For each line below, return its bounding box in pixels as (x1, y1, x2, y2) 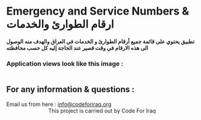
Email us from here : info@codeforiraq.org (6, 101, 112, 108)
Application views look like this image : (6, 59, 123, 68)
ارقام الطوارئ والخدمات (6, 17, 114, 31)
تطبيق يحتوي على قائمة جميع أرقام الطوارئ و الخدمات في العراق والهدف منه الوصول (6, 38, 195, 45)
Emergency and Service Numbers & (6, 4, 189, 18)
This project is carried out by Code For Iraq (48, 107, 156, 114)
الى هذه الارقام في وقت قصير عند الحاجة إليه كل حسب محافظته (6, 44, 149, 51)
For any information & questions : (6, 84, 135, 95)
